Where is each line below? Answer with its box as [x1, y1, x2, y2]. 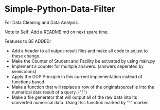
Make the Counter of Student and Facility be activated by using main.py [11, 58, 156, 64]
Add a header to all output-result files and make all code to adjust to [11, 48, 148, 54]
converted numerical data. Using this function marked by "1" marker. [11, 99, 149, 105]
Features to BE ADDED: [4, 38, 51, 44]
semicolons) [11, 68, 36, 74]
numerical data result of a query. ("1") [11, 89, 87, 95]
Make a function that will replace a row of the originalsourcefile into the [11, 84, 155, 90]
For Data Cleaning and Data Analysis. [4, 19, 79, 25]
